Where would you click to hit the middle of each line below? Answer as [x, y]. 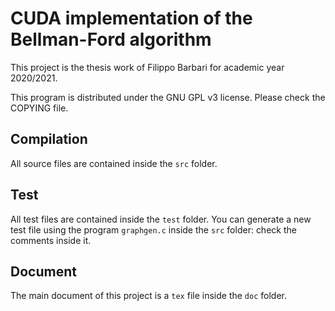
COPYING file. [39, 108]
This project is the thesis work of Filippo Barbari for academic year [147, 67]
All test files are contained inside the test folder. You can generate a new [161, 219]
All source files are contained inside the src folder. [114, 163]
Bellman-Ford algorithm [111, 39]
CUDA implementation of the [131, 18]
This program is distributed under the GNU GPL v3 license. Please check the [168, 97]
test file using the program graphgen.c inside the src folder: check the [153, 229]
